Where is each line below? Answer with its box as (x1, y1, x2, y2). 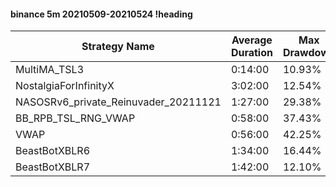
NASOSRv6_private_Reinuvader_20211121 (15, 95, 222, 109)
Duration (230, 46, 273, 60)
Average (231, 33, 273, 47)
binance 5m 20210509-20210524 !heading (10, 8, 193, 20)
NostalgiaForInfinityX (15, 79, 115, 93)
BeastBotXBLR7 (15, 160, 91, 174)
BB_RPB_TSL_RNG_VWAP (15, 111, 136, 125)
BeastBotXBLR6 (15, 144, 91, 158)
